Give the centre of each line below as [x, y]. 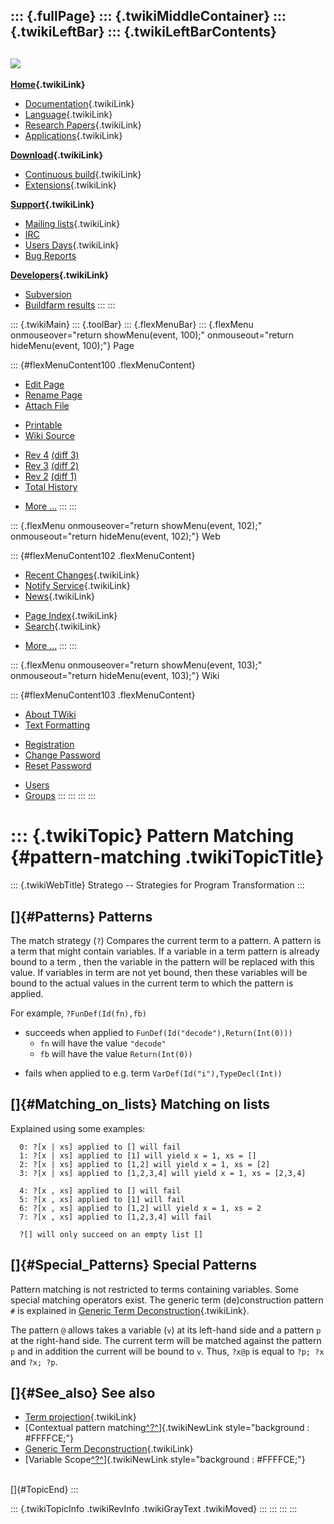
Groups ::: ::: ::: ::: [60, 796]
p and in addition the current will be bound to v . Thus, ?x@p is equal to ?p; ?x [167, 1351]
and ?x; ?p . [34, 1361]
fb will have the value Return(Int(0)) [116, 1053]
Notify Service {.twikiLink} [77, 586]
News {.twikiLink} [60, 596]
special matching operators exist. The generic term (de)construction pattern [167, 1300]
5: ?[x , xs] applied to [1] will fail [102, 1199]
